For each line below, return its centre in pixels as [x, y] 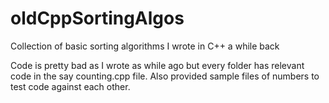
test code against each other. [70, 86]
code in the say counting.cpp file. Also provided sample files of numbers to [165, 76]
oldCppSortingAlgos [97, 18]
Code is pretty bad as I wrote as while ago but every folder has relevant [157, 65]
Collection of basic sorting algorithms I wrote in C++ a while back [145, 46]
